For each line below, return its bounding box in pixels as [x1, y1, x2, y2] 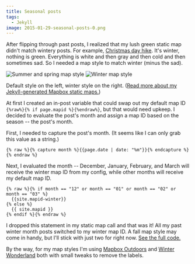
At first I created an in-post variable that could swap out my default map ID [6, 100, 186, 107]
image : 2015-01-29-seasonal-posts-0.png [6, 25, 106, 31]
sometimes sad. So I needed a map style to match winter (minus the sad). [6, 60, 183, 67]
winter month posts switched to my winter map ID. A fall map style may [6, 228, 177, 235]
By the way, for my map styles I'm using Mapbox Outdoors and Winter [6, 246, 175, 253]
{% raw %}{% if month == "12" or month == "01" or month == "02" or [6, 186, 176, 192]
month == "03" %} [6, 191, 48, 197]
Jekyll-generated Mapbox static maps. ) [6, 88, 101, 95]
